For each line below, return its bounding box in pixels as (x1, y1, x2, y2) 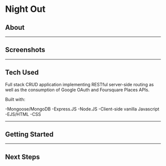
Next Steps (5, 153, 40, 161)
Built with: (5, 96, 26, 102)
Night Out (5, 3, 46, 15)
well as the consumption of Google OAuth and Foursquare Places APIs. (5, 87, 150, 93)
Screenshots (5, 46, 45, 54)
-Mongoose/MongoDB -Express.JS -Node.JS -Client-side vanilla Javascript (5, 106, 160, 112)
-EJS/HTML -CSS (5, 111, 41, 117)
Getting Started (5, 130, 54, 139)
